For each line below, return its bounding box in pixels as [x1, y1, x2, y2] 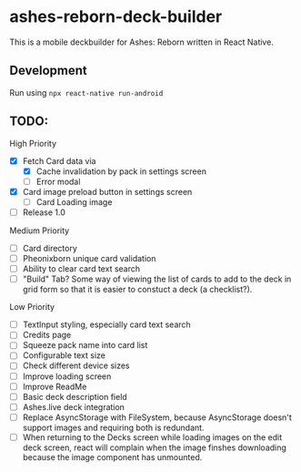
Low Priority [9, 302, 55, 313]
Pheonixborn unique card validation [22, 253, 156, 263]
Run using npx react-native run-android [9, 87, 164, 97]
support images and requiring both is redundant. [22, 422, 205, 433]
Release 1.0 [22, 207, 65, 218]
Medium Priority [9, 225, 70, 236]
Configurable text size [22, 350, 106, 361]
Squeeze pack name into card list [22, 340, 148, 351]
